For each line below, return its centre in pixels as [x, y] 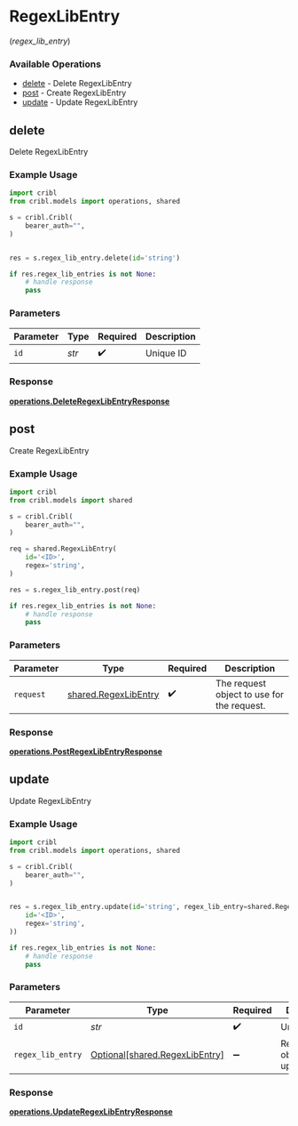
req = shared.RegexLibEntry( [63, 549]
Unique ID [166, 353]
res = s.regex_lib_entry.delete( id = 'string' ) [94, 258]
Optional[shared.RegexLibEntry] [157, 1054]
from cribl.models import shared [71, 500]
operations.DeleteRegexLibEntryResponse [90, 401]
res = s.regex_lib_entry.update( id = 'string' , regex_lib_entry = [129, 907]
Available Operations [55, 64]
